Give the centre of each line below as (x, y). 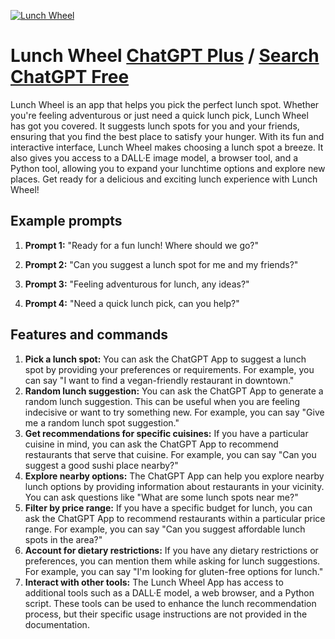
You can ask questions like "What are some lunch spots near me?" (161, 497)
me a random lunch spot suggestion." (102, 422)
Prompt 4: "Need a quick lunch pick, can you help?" (132, 303)
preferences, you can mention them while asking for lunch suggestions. (172, 561)
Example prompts (66, 221)
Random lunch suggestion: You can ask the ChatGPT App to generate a (174, 391)
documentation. (57, 624)
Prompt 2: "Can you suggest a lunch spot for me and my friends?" (161, 264)
